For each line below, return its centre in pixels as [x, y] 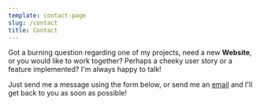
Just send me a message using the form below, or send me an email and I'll [130, 84]
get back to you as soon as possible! [68, 93]
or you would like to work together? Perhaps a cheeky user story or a [120, 61]
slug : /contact [33, 23]
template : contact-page [47, 15]
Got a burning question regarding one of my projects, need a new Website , [130, 53]
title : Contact [33, 30]
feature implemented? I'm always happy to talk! [85, 69]
